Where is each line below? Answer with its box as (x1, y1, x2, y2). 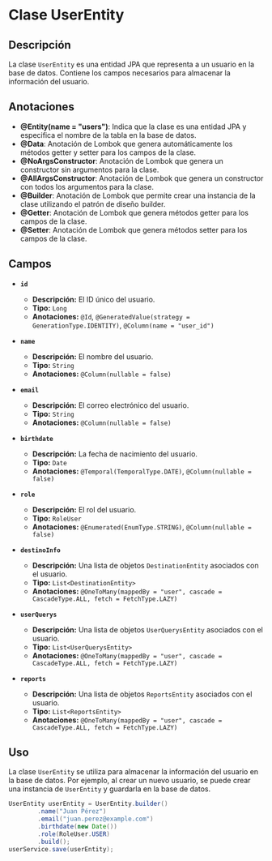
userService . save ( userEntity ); (8, 845, 114, 853)
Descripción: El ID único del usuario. (32, 294, 155, 304)
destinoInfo (19, 546, 61, 555)
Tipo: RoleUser (32, 513, 83, 523)
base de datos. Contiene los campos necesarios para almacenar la (8, 68, 231, 78)
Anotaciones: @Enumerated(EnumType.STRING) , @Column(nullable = (32, 521, 253, 532)
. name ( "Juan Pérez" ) (37, 807, 107, 816)
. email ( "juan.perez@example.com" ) (37, 815, 154, 824)
